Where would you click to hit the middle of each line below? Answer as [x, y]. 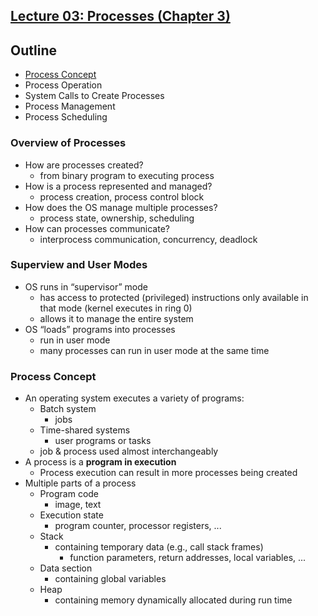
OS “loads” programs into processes [100, 329]
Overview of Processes [68, 143]
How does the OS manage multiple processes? [121, 207]
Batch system [68, 409]
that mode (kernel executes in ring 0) [116, 308]
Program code [69, 494]
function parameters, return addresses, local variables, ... [188, 558]
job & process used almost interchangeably [129, 451]
